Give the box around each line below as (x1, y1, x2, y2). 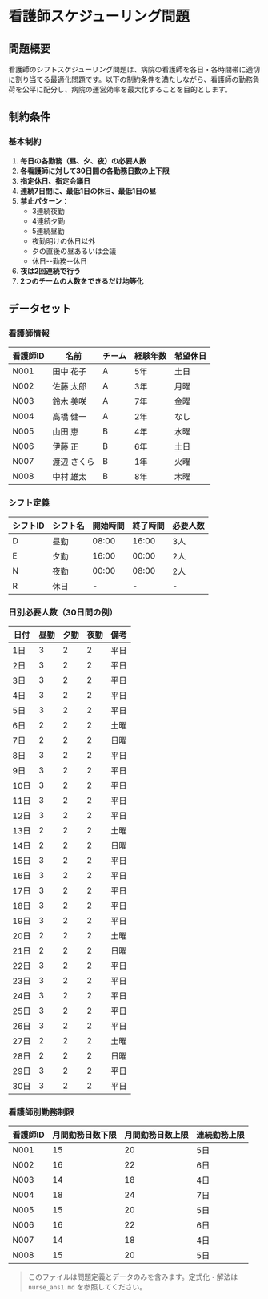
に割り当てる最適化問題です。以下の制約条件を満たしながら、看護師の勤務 (8, 75, 254, 84)
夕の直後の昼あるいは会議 (31, 246, 117, 256)
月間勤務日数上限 (124, 1129, 190, 1140)
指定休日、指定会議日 (19, 175, 90, 185)
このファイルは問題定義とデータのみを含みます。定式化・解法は (27, 1272, 238, 1282)
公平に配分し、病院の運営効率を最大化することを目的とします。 (22, 85, 232, 94)
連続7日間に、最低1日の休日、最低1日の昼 (19, 186, 157, 196)
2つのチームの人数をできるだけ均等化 (19, 276, 144, 285)
